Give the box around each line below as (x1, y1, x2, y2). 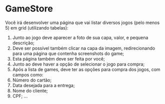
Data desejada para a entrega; (12, 82, 75, 88)
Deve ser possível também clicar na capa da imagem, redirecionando (12, 45, 155, 51)
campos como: (12, 71, 43, 77)
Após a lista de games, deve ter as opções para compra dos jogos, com (12, 66, 161, 72)
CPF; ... (12, 93, 28, 99)
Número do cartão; (12, 77, 51, 83)
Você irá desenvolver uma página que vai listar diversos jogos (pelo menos (5, 19, 160, 25)
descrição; (12, 39, 35, 45)
